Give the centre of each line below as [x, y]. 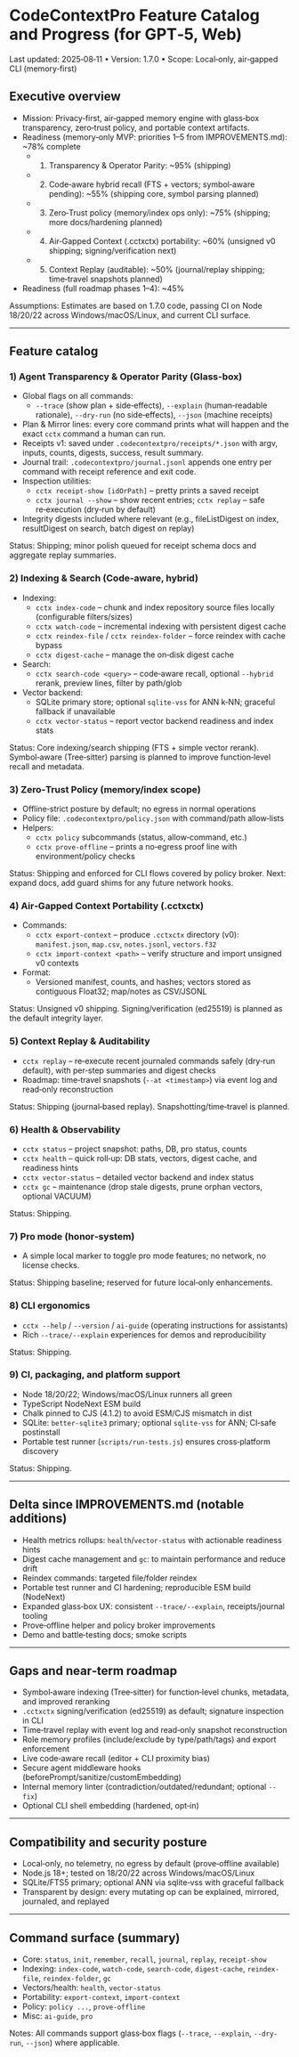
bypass [49, 645]
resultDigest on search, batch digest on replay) [108, 528]
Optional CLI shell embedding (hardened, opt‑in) [111, 1806]
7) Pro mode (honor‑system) [72, 1236]
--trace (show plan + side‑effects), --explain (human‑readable [151, 405]
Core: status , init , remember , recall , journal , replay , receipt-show [144, 1959]
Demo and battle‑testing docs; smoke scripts [104, 1634]
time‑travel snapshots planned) [105, 279]
